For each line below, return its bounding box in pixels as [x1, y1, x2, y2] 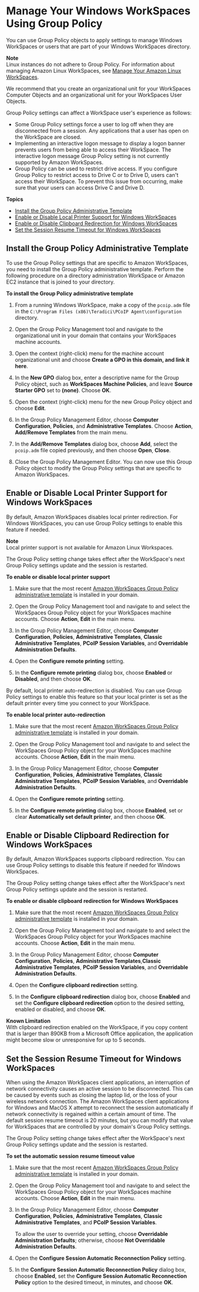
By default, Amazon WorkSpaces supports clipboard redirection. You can [6, 855, 185, 862]
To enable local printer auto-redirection [6, 711, 106, 718]
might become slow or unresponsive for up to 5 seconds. [6, 1036, 146, 1043]
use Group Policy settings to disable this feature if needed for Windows [6, 862, 181, 869]
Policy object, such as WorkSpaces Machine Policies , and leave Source [14, 380, 193, 387]
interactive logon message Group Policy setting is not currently [14, 152, 169, 159]
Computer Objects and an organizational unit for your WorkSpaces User [6, 91, 182, 98]
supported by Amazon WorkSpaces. [14, 159, 104, 166]
